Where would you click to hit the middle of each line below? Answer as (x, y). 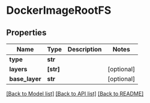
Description (85, 49)
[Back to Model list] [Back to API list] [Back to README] (75, 94)
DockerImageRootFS (59, 10)
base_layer (25, 79)
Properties (26, 33)
